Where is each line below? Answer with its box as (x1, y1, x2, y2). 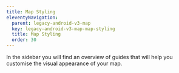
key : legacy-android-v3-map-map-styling (12, 25, 115, 32)
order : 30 (12, 37, 36, 43)
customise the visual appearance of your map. (6, 60, 123, 67)
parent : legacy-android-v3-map (12, 20, 91, 26)
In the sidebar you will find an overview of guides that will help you (6, 54, 173, 60)
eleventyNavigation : (6, 14, 59, 21)
